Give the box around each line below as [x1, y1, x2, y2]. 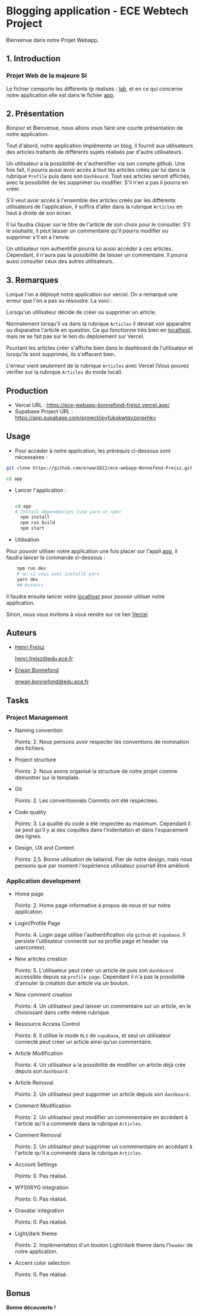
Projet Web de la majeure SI [6, 71, 87, 80]
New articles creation [14, 956, 67, 963]
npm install [20, 514, 50, 520]
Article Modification [14, 1050, 64, 1057]
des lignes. [14, 833, 42, 840]
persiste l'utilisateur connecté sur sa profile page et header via [14, 938, 168, 945]
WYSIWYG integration [14, 1184, 69, 1191]
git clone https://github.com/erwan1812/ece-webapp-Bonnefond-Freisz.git [6, 465, 193, 471]
